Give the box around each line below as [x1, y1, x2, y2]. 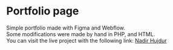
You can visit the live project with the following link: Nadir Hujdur [6, 37, 168, 44]
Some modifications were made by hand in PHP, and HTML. [6, 30, 155, 37]
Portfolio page [6, 4, 79, 18]
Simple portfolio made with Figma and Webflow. [6, 24, 126, 31]
